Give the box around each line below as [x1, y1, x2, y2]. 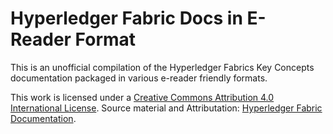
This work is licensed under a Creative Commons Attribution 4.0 [10, 91, 275, 103]
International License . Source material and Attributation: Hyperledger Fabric [10, 102, 323, 114]
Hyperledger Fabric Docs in [10, 7, 243, 30]
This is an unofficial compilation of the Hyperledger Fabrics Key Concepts [10, 61, 315, 73]
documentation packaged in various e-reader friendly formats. [10, 72, 268, 84]
